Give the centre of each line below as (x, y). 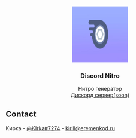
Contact (21, 114)
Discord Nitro (100, 76)
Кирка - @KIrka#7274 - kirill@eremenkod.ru (60, 128)
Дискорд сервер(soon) (100, 95)
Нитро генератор (100, 89)
